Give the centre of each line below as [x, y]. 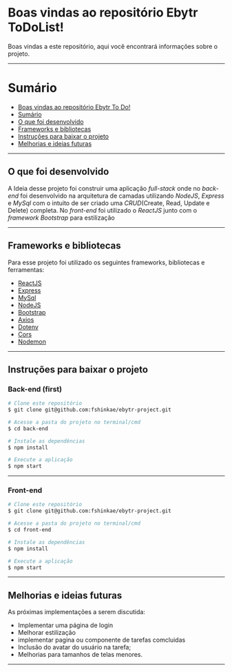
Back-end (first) [35, 389]
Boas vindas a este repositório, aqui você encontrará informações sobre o [113, 46]
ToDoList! [36, 27]
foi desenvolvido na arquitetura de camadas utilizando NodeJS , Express [122, 196]
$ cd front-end [30, 530]
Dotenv [28, 327]
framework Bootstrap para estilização [62, 218]
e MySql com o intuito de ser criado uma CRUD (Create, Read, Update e [109, 203]
